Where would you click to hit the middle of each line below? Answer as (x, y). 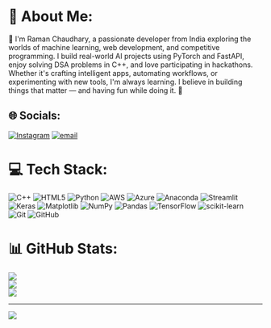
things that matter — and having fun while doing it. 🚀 (96, 90)
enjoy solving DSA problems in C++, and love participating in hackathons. (131, 65)
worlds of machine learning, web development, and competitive (114, 47)
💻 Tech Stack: (58, 169)
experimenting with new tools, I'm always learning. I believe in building (125, 82)
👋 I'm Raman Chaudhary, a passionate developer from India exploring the (130, 39)
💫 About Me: (51, 17)
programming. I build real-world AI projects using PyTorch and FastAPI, (126, 56)
